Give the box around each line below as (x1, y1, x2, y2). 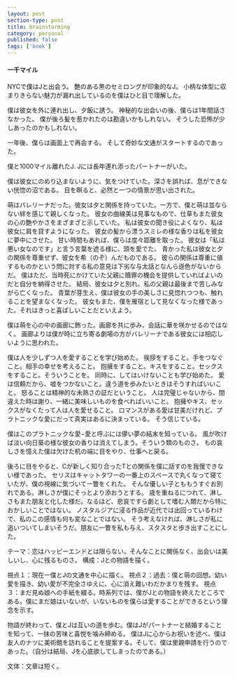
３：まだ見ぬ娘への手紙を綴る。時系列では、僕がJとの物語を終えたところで (7, 589, 225, 597)
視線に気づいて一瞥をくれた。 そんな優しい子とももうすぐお (43, 480, 217, 488)
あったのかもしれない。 (13, 123, 81, 132)
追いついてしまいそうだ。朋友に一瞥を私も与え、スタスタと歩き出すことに (7, 523, 222, 532)
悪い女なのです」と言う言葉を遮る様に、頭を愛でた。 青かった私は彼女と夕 (7, 245, 224, 253)
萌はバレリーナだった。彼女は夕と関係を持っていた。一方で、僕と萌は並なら (7, 201, 227, 209)
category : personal (7, 29, 64, 37)
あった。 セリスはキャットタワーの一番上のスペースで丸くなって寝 (25, 471, 217, 479)
